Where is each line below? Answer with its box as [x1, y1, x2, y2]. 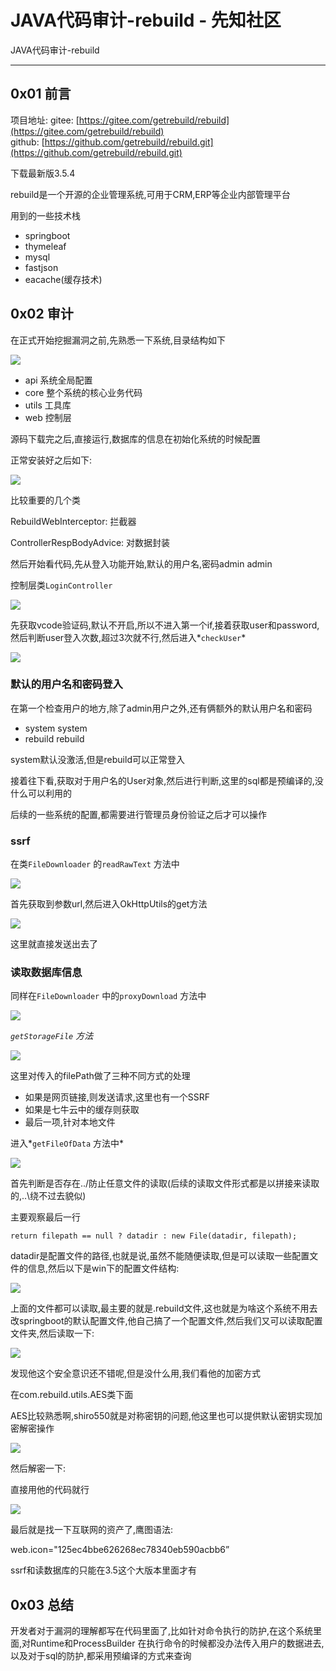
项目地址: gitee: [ [10, 114, 80, 126]
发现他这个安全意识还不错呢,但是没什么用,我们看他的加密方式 [10, 1367, 262, 1380]
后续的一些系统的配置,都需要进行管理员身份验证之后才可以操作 [10, 808, 268, 820]
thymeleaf [24, 240, 67, 252]
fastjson [24, 261, 59, 273]
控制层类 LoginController [10, 579, 113, 591]
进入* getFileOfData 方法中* [10, 1137, 125, 1150]
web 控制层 [24, 411, 72, 423]
